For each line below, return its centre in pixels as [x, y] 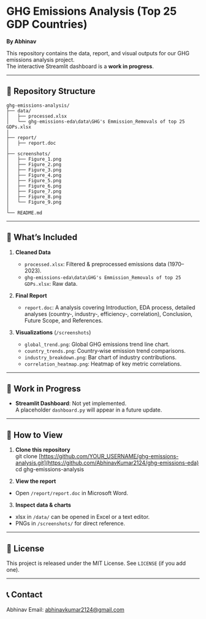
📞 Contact [25, 595]
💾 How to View [35, 435]
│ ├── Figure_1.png [34, 159]
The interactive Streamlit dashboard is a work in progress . [80, 66]
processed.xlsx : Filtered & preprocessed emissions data [95, 264]
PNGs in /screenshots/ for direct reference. [70, 523]
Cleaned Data [33, 252]
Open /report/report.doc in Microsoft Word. [72, 493]
